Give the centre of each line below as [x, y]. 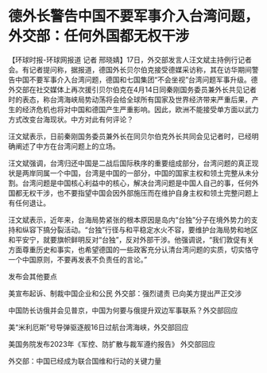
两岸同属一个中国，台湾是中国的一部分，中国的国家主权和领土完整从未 [137, 173]
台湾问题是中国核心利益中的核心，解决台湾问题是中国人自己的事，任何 [137, 183]
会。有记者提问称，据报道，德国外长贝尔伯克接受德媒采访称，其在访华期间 [130, 69]
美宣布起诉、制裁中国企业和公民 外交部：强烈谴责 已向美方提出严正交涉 [125, 293]
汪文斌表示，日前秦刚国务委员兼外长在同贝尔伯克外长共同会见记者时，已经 [130, 136]
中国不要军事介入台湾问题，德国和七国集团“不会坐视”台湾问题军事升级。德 [136, 80]
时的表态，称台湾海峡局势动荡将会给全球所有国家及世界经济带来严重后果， [130, 99]
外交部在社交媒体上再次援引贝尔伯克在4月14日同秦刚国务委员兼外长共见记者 [132, 89]
